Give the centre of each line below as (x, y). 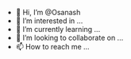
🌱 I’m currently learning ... (58, 29)
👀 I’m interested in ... (49, 21)
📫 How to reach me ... (52, 47)
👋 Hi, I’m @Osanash (48, 12)
